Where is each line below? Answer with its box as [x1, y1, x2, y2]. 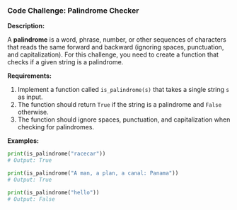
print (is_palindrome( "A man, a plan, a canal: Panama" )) [7, 170, 179, 177]
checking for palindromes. [17, 123, 94, 132]
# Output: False [7, 195, 55, 203]
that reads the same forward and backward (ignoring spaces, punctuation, [7, 43, 224, 52]
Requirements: [7, 71, 52, 80]
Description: [7, 22, 45, 30]
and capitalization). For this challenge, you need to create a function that [7, 50, 219, 59]
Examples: [7, 136, 39, 145]
